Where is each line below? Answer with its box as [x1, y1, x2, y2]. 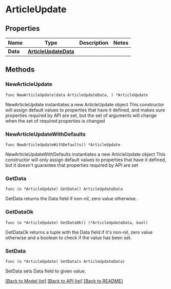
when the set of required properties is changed [5, 118, 105, 124]
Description [79, 40, 109, 46]
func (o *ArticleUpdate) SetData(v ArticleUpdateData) [5, 259, 125, 264]
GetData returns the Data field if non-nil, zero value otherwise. [5, 196, 137, 202]
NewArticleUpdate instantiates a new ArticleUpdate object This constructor [5, 101, 164, 107]
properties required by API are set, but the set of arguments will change [5, 112, 157, 119]
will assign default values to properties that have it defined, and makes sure [5, 107, 165, 113]
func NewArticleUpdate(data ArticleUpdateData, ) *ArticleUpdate [5, 92, 148, 98]
